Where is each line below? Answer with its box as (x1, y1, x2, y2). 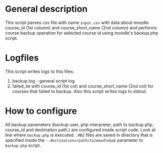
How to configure (5, 106, 77, 117)
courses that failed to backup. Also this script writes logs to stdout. (12, 88, 147, 94)
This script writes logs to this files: (5, 68, 74, 74)
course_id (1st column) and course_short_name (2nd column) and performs (5, 24, 157, 30)
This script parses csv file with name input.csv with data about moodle (5, 20, 149, 25)
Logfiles (5, 52, 39, 64)
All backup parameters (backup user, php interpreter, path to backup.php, (5, 121, 154, 128)
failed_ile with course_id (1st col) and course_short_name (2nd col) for (12, 83, 154, 89)
